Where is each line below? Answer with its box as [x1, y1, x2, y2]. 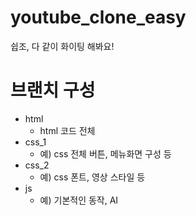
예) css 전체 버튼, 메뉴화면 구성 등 [39, 147, 172, 160]
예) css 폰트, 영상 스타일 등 [39, 171, 146, 183]
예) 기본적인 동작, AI [39, 194, 119, 206]
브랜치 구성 [10, 79, 96, 102]
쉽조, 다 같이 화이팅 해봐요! [10, 40, 115, 52]
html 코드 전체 [39, 124, 96, 136]
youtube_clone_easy [10, 6, 187, 29]
